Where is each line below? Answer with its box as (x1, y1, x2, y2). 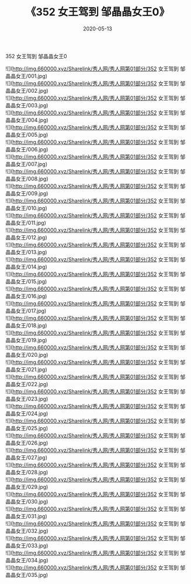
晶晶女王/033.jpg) (5, 542, 48, 549)
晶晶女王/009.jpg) (5, 190, 48, 197)
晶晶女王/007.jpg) (5, 160, 48, 167)
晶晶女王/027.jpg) (5, 454, 48, 461)
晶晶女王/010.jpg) (5, 204, 47, 211)
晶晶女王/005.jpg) (5, 131, 48, 138)
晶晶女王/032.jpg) (5, 527, 48, 534)
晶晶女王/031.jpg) (5, 512, 47, 519)
